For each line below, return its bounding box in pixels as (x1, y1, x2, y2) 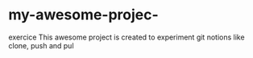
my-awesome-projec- (8, 6, 159, 24)
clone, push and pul (8, 40, 74, 50)
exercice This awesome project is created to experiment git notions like (8, 32, 245, 42)
